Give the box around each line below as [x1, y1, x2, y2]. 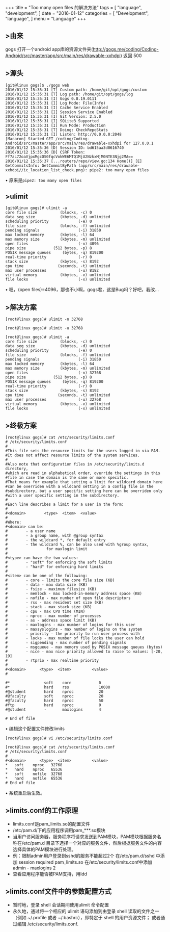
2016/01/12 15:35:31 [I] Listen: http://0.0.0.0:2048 [5, 132, 122, 137]
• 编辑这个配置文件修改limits [5, 726, 65, 732]
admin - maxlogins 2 [12, 865, 56, 871]
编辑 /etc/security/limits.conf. [17, 921, 79, 927]
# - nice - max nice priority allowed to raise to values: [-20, [5, 649, 163, 654]
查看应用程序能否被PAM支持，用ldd [12, 871, 88, 877]
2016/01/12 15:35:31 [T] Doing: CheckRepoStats [5, 127, 108, 133]
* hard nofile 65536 [5, 776, 63, 781]
